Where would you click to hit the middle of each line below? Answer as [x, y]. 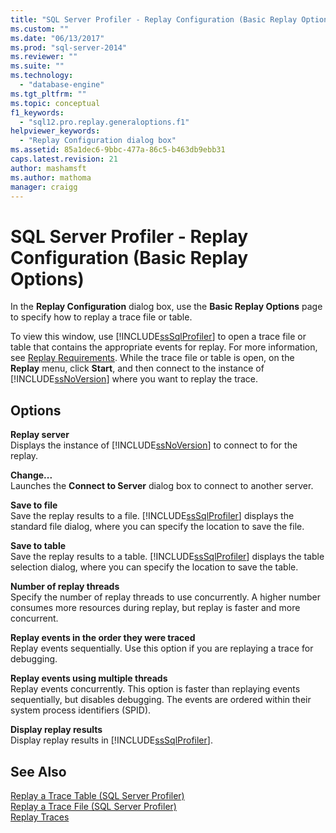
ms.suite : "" [37, 66]
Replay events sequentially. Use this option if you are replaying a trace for [162, 648]
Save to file [34, 505]
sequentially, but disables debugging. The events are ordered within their [161, 700]
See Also [38, 771]
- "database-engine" [62, 85]
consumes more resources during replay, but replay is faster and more [155, 608]
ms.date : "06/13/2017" [57, 38]
